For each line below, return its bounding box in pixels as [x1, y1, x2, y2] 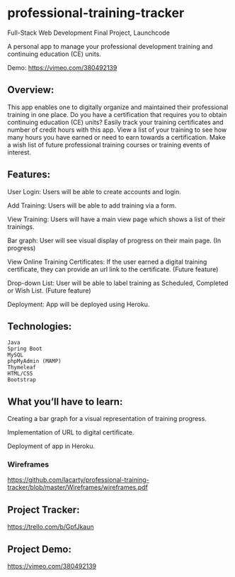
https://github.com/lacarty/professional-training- [7, 476, 150, 484]
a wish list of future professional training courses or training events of [7, 140, 210, 149]
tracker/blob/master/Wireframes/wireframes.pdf [7, 483, 149, 492]
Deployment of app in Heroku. [7, 442, 96, 451]
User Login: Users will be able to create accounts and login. [7, 187, 182, 196]
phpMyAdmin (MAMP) [7, 358, 62, 365]
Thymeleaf [7, 364, 37, 371]
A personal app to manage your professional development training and [7, 42, 214, 50]
